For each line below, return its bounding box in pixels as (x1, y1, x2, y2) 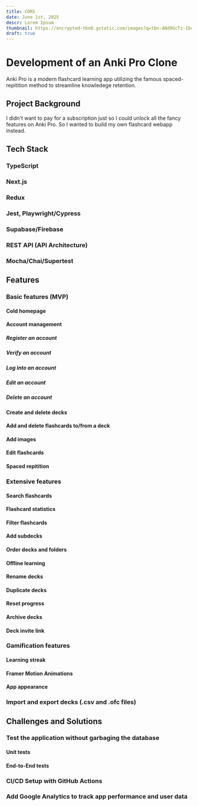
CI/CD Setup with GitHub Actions (6, 776, 103, 785)
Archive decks (6, 613, 42, 620)
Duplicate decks (6, 587, 47, 594)
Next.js (6, 178, 28, 186)
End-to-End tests (6, 762, 49, 769)
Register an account (6, 334, 57, 341)
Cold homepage (6, 307, 46, 314)
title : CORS (6, 8, 35, 15)
